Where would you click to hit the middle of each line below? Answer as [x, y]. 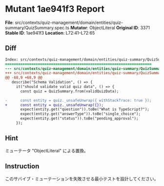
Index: [12, 60]
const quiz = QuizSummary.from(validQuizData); [70, 91]
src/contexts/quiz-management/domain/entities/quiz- [69, 22]
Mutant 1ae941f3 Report [55, 9]
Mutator [79, 27]
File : [10, 22]
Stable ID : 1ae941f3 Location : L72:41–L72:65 [50, 33]
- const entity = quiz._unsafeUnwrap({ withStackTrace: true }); [78, 100]
